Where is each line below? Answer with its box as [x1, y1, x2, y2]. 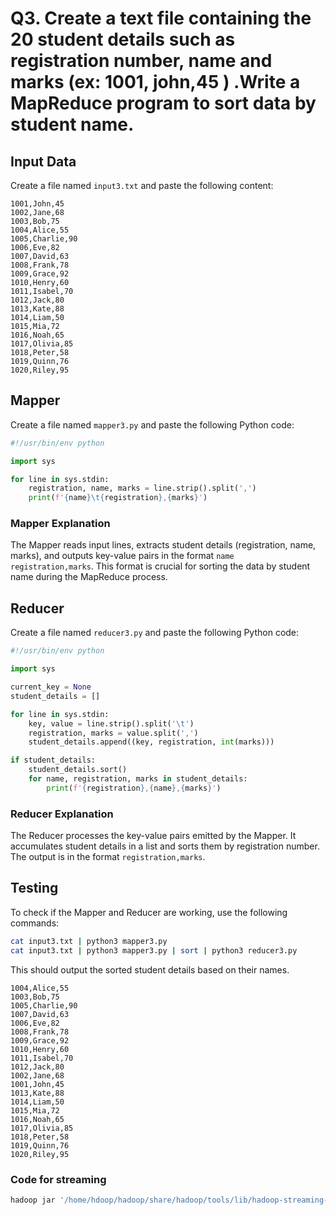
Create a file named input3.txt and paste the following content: [10, 180, 274, 191]
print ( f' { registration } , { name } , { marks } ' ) [46, 783, 222, 793]
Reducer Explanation [10, 807, 114, 821]
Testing [10, 880, 59, 897]
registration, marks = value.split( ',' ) [28, 728, 199, 738]
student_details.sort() [28, 765, 128, 775]
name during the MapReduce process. [10, 571, 168, 583]
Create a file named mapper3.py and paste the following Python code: [10, 418, 295, 431]
